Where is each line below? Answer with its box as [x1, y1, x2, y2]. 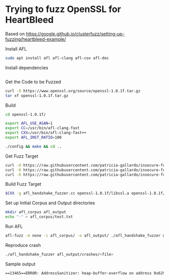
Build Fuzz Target [5, 181, 42, 187]
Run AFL [5, 223, 23, 229]
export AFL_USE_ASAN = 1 [5, 121, 53, 126]
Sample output [5, 261, 36, 267]
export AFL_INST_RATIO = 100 [5, 135, 62, 140]
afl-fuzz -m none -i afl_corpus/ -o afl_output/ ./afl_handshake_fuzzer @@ [5, 233, 167, 238]
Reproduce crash [5, 242, 41, 248]
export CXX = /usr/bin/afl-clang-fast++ [5, 130, 87, 135]
